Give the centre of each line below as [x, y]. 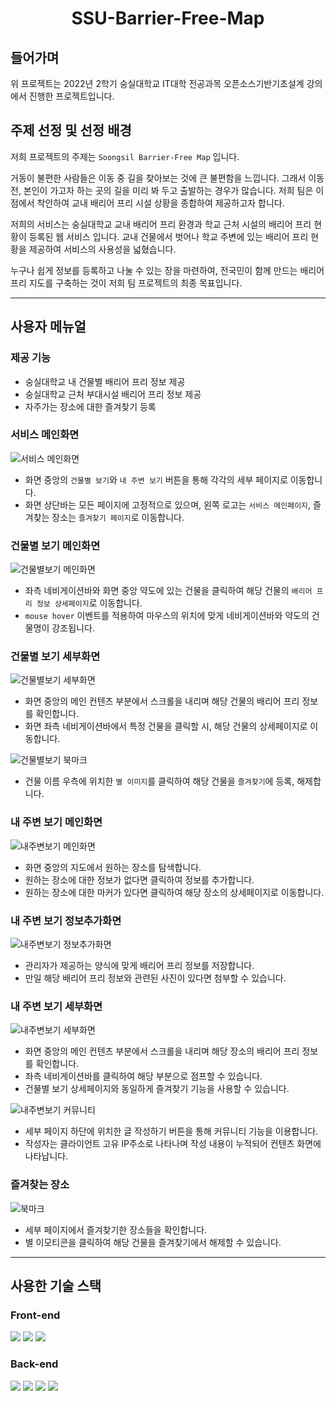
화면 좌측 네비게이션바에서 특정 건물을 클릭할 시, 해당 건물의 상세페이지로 [166, 726]
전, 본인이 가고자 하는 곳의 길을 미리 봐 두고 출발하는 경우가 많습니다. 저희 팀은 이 [167, 190]
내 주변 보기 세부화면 [56, 1006]
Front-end [35, 1315]
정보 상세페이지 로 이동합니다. [89, 603]
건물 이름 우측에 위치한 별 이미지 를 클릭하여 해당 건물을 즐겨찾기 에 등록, [159, 781]
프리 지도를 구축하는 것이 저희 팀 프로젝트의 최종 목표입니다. [126, 283]
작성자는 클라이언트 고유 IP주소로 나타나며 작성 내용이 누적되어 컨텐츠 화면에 [173, 1144]
